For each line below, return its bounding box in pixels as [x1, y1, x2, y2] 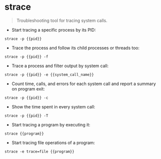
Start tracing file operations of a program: [11, 140, 95, 145]
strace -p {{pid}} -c [4, 95, 49, 100]
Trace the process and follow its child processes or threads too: [11, 45, 140, 51]
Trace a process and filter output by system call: [11, 63, 109, 69]
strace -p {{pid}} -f [4, 54, 49, 59]
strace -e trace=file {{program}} [4, 149, 75, 154]
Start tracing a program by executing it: [11, 122, 90, 127]
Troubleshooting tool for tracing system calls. [16, 18, 107, 23]
